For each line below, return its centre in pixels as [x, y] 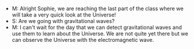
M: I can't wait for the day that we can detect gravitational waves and [97, 27]
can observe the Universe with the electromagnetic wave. [83, 40]
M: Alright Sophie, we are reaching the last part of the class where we [98, 9]
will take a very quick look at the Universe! [64, 15]
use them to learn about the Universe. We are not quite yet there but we [100, 34]
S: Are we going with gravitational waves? [63, 21]
